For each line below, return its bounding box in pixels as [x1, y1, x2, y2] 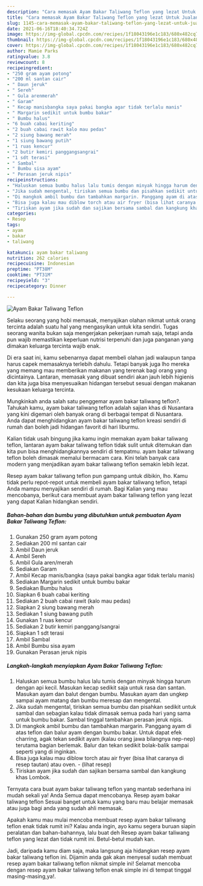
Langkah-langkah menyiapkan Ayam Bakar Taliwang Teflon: [7, 662, 163, 670]
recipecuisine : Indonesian [7, 260, 75, 267]
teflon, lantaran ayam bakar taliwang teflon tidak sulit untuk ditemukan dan [7, 441, 192, 448]
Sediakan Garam [15, 565, 57, 573]
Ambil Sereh [15, 552, 46, 559]
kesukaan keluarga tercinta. [7, 386, 76, 393]
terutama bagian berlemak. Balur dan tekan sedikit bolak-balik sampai [15, 741, 189, 749]
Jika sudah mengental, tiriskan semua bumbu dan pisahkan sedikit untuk [15, 703, 196, 710]
